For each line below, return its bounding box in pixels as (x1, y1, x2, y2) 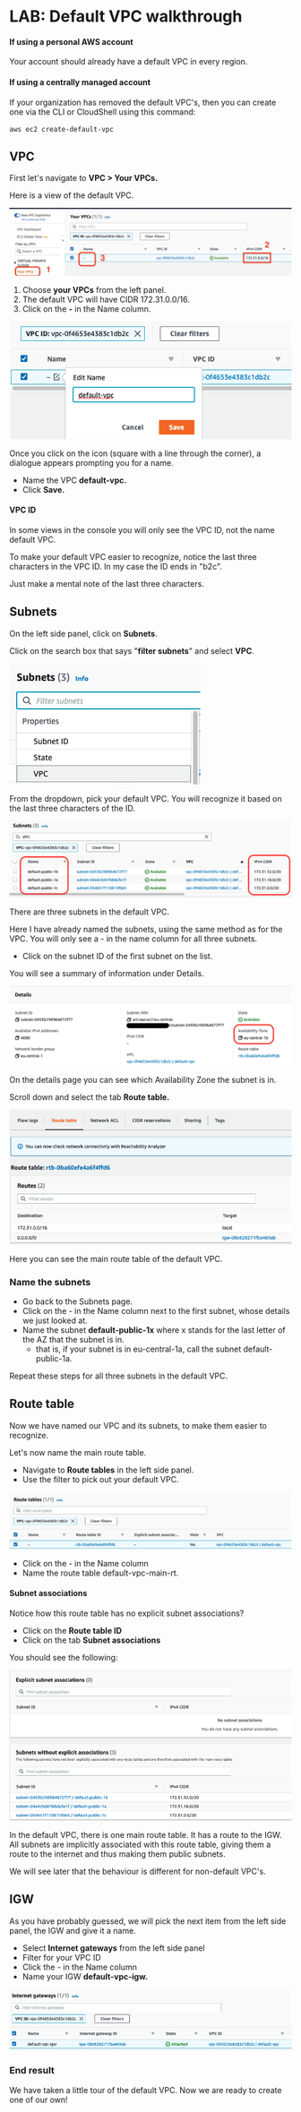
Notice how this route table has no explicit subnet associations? (9, 1608, 245, 1618)
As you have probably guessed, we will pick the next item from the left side (9, 1915, 287, 1927)
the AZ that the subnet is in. (21, 1334, 125, 1344)
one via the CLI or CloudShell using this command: (9, 106, 196, 117)
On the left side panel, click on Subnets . (9, 628, 159, 639)
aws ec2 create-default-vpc (9, 124, 115, 133)
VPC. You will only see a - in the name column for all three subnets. (9, 933, 258, 944)
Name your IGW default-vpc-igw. (21, 1970, 148, 1981)
